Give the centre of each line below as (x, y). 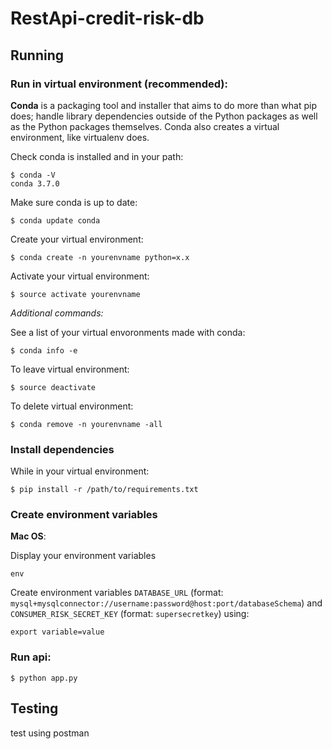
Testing (34, 708)
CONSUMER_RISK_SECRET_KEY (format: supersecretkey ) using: (130, 614)
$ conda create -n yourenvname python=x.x (100, 257)
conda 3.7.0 (35, 183)
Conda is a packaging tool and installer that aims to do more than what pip (164, 105)
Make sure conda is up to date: (74, 202)
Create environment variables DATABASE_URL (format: (117, 593)
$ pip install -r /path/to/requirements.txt (104, 490)
